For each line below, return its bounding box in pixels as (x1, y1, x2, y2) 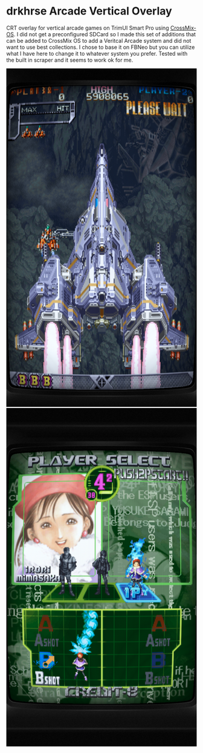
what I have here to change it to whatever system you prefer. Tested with (6, 50, 188, 57)
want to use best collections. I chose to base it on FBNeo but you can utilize (6, 44, 195, 51)
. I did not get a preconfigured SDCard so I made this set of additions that (13, 30, 196, 37)
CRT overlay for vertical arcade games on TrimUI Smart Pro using (6, 24, 169, 31)
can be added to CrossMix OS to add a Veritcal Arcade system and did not (6, 37, 192, 44)
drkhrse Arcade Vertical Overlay (6, 4, 172, 18)
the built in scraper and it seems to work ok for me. (6, 56, 134, 63)
